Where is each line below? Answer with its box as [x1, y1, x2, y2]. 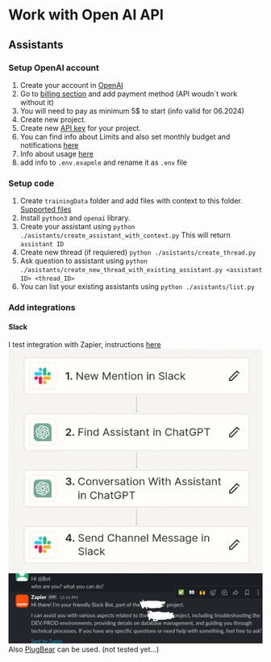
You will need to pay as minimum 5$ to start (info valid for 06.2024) [19, 106, 244, 115]
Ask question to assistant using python [19, 256, 148, 266]
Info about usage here [19, 149, 94, 158]
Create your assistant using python [19, 222, 135, 232]
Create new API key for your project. [19, 123, 141, 132]
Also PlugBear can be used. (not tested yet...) [8, 644, 160, 655]
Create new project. [19, 115, 86, 124]
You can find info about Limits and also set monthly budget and [19, 132, 231, 141]
